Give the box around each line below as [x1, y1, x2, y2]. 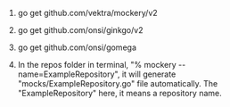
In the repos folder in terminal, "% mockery [17, 60, 177, 70]
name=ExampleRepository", [17, 69, 120, 79]
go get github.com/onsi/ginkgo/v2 [17, 25, 144, 35]
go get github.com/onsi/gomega [17, 42, 136, 53]
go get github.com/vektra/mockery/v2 [17, 8, 158, 18]
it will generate [121, 69, 177, 79]
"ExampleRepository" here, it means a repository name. [17, 88, 223, 98]
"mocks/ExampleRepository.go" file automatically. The [17, 78, 218, 88]
